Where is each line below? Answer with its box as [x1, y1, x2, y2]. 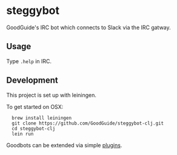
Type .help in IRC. [6, 57, 52, 64]
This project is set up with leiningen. [6, 91, 97, 98]
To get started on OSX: [6, 103, 64, 110]
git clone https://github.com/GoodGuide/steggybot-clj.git [12, 120, 164, 126]
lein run [12, 131, 34, 137]
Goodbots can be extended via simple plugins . [6, 141, 122, 149]
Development [6, 75, 59, 86]
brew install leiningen [12, 115, 72, 121]
